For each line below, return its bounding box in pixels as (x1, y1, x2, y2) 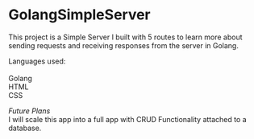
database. (8, 123, 42, 133)
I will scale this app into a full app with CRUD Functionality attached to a (8, 114, 248, 124)
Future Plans (8, 106, 51, 116)
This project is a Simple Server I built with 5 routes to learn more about (8, 32, 244, 42)
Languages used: (8, 56, 66, 66)
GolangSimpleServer (8, 6, 151, 24)
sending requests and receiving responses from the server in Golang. (8, 40, 239, 50)
